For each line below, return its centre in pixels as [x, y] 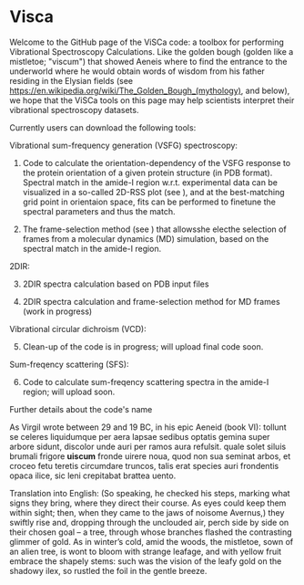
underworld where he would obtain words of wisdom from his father [137, 71]
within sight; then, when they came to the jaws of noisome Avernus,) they [147, 512]
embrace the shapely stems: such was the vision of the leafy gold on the [146, 561]
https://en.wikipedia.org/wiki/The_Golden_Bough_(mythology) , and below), [150, 90]
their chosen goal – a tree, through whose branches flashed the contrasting [151, 532]
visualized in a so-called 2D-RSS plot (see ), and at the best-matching [153, 192]
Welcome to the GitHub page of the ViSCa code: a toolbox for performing [147, 42]
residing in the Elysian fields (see [71, 80]
